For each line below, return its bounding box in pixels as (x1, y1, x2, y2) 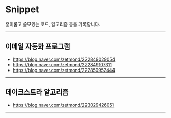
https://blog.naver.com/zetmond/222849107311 (12, 61, 112, 67)
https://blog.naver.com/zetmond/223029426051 (12, 102, 115, 108)
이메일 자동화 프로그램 (5, 42, 70, 51)
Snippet (5, 4, 39, 15)
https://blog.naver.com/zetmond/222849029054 (12, 56, 116, 62)
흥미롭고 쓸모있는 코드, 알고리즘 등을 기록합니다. (5, 21, 101, 27)
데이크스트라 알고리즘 (5, 88, 69, 97)
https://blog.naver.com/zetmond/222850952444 (12, 67, 116, 73)
